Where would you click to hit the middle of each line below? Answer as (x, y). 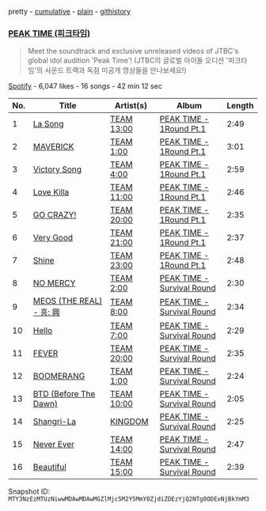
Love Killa (51, 192)
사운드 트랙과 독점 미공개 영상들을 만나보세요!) (116, 70)
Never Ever (54, 445)
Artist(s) (131, 106)
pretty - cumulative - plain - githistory (70, 11)
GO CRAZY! (55, 215)
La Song (48, 124)
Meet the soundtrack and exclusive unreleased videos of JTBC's (133, 51)
